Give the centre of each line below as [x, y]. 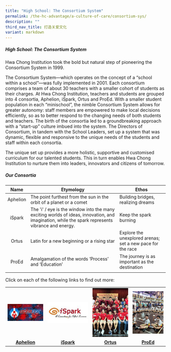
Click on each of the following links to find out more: [60, 280]
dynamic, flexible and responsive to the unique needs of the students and [82, 137]
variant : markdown [25, 32]
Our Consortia [21, 175]
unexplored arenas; [140, 238]
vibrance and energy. [53, 226]
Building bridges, [137, 197]
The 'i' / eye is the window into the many [73, 209]
